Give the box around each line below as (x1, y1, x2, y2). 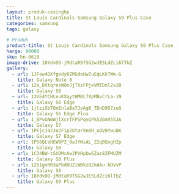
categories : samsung (6, 20, 59, 26)
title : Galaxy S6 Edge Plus (17, 110, 89, 117)
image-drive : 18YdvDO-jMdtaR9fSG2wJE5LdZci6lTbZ (6, 59, 133, 66)
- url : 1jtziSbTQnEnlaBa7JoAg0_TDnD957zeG (12, 105, 122, 111)
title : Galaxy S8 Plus (17, 156, 75, 162)
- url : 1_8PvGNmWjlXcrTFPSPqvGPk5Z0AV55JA (12, 117, 122, 123)
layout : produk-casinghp (6, 9, 70, 15)
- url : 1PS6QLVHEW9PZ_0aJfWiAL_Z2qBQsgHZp (12, 139, 122, 145)
